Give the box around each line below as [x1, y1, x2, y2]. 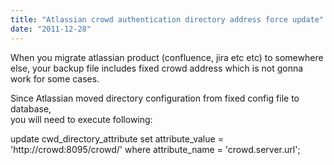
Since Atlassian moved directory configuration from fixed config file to [10, 92, 300, 104]
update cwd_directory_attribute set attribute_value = [10, 132, 224, 145]
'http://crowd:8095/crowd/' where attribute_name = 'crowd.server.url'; [10, 143, 301, 155]
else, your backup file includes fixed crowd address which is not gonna [10, 62, 304, 74]
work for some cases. [10, 72, 100, 85]
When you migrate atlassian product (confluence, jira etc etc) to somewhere [10, 51, 324, 63]
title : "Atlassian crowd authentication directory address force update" [10, 14, 325, 25]
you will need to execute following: [10, 113, 153, 125]
